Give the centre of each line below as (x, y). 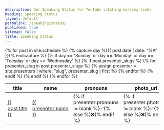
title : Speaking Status (29, 37)
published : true (21, 28)
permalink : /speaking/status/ (36, 23)
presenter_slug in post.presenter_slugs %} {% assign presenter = (71, 65)
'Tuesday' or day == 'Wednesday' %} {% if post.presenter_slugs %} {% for (81, 61)
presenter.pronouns (96, 102)
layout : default (21, 18)
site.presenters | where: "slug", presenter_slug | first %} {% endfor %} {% (79, 71)
